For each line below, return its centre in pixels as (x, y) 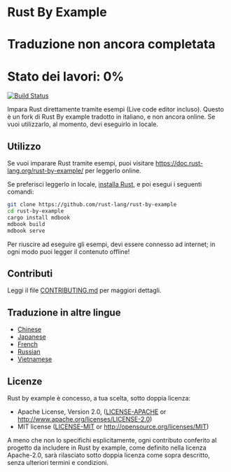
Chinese (29, 330)
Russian (29, 352)
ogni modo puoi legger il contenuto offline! (69, 251)
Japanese (32, 337)
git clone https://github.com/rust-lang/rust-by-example (92, 205)
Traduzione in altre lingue (64, 312)
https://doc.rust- (179, 163)
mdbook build (26, 224)
